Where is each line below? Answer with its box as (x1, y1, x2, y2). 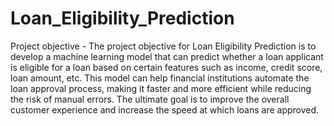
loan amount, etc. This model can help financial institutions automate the (10, 72, 310, 84)
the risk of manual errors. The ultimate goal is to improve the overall (10, 93, 290, 105)
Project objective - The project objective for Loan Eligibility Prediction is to (10, 40, 317, 52)
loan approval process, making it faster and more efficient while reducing (10, 82, 312, 94)
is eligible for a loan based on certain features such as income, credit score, (10, 61, 323, 73)
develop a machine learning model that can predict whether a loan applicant (10, 50, 324, 62)
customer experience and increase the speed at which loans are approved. (10, 103, 320, 116)
